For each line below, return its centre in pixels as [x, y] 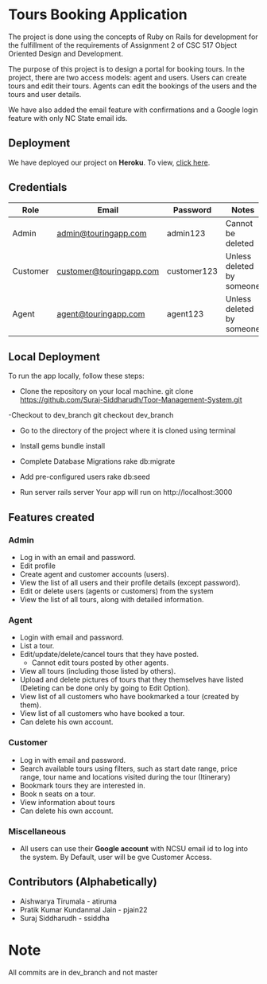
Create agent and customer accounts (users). [94, 574]
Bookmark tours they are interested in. [82, 785]
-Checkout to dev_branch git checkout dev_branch [91, 415]
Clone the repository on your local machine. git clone [106, 391]
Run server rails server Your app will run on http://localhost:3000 [126, 492]
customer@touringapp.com [108, 270]
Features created [52, 517]
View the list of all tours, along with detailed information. [112, 600]
